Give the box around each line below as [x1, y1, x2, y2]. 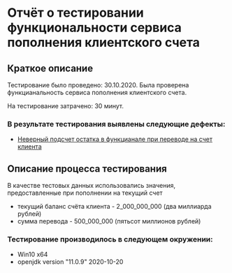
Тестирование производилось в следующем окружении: [7, 235, 213, 244]
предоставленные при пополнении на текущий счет [7, 189, 163, 197]
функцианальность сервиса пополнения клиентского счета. [7, 89, 187, 96]
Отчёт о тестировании [7, 5, 145, 21]
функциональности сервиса [7, 20, 182, 36]
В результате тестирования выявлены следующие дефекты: [7, 119, 226, 128]
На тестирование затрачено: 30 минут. [7, 102, 124, 110]
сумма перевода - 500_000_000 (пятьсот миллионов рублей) [17, 217, 201, 226]
